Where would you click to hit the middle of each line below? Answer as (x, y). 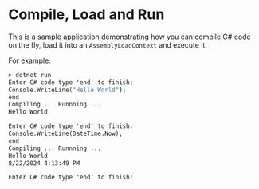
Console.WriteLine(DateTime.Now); (66, 134)
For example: (30, 60)
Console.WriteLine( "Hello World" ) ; (67, 90)
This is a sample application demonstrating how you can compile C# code (129, 37)
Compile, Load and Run (86, 15)
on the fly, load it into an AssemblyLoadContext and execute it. (108, 44)
